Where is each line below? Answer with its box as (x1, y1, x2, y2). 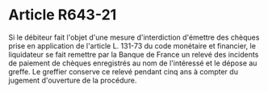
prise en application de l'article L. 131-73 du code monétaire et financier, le (8, 40, 257, 50)
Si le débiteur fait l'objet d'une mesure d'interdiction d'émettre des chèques (8, 32, 260, 42)
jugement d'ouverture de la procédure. (8, 75, 137, 85)
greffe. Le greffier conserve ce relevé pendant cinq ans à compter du (8, 66, 238, 76)
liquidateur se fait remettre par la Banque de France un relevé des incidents (8, 49, 259, 59)
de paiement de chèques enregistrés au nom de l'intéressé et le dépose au (8, 58, 258, 68)
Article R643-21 (8, 6, 117, 24)
